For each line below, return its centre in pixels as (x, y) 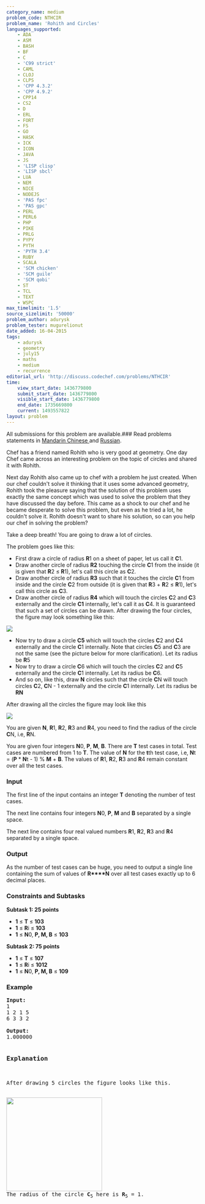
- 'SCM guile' (35, 274)
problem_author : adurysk (38, 320)
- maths (27, 360)
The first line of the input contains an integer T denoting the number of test (101, 795)
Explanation (27, 1058)
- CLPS (26, 80)
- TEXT (26, 297)
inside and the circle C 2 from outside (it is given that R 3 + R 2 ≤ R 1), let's (106, 584)
